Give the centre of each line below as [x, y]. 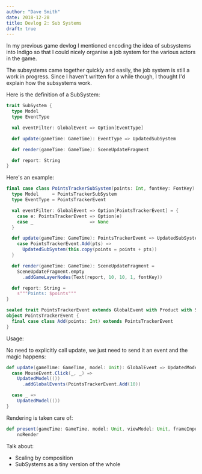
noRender [28, 434]
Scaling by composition [44, 458]
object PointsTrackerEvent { [43, 316]
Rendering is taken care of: [40, 418]
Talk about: [20, 446]
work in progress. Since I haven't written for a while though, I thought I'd [96, 76]
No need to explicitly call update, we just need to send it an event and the [97, 350]
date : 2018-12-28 [28, 17]
